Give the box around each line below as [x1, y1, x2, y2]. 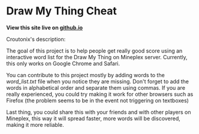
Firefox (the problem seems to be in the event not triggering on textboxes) [6, 97, 189, 104]
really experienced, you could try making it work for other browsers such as [6, 90, 194, 98]
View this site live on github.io [6, 24, 83, 31]
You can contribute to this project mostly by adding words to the [6, 71, 165, 78]
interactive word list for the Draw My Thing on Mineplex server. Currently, [6, 53, 188, 60]
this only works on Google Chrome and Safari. [6, 60, 120, 67]
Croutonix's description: [6, 35, 66, 42]
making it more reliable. [6, 121, 64, 128]
